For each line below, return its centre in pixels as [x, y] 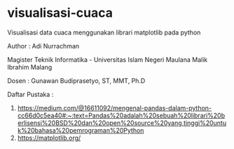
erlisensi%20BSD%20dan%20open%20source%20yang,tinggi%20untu [122, 123]
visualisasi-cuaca [60, 13]
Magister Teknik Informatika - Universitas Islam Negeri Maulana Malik [108, 59]
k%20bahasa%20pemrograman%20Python [81, 130]
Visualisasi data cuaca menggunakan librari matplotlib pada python [104, 32]
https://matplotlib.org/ [49, 138]
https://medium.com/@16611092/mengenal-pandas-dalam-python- [115, 108]
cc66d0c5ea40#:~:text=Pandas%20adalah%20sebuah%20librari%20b [121, 115]
